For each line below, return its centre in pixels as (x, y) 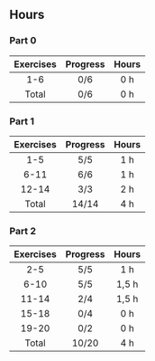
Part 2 (23, 231)
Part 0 (23, 41)
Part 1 (22, 121)
